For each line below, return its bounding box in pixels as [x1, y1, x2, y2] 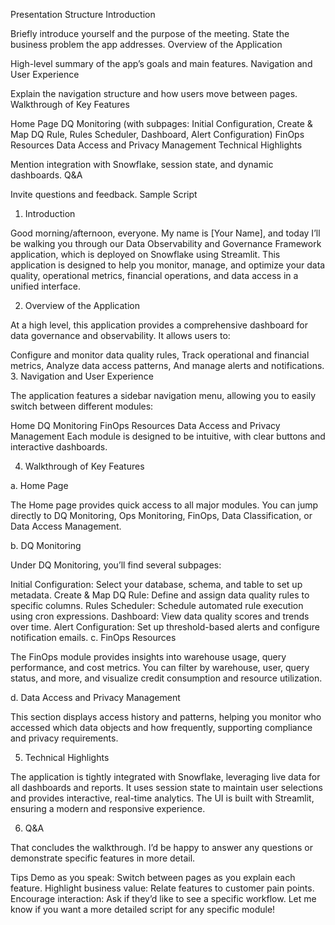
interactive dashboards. [10, 441, 108, 453]
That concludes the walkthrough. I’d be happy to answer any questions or [10, 842, 314, 853]
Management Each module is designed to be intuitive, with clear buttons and [10, 430, 326, 442]
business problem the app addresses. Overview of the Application [10, 39, 283, 50]
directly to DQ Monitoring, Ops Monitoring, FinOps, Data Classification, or [10, 510, 313, 521]
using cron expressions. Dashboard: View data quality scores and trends [10, 610, 310, 622]
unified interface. [10, 280, 81, 292]
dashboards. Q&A [10, 169, 83, 181]
